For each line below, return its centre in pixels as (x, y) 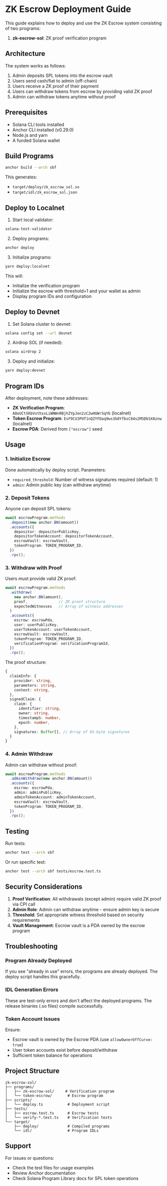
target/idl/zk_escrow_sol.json (45, 193)
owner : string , (34, 713)
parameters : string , (35, 685)
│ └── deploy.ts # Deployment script (58, 1104)
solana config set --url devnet (39, 333)
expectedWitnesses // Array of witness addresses (69, 606)
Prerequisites (26, 113)
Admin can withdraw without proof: (41, 765)
